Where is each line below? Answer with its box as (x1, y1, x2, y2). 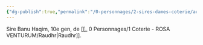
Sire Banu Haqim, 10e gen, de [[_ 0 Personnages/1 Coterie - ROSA (6, 25, 170, 32)
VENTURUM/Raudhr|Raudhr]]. (6, 31, 82, 39)
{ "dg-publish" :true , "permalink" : (6, 8, 91, 15)
